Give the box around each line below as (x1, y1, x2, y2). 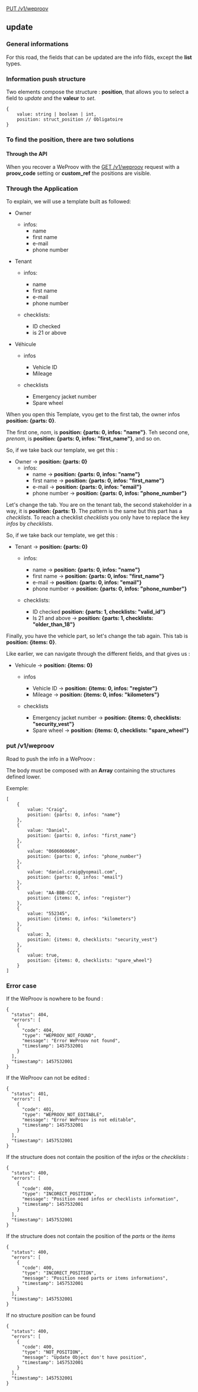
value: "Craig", (27, 806, 68, 812)
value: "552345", (27, 910, 70, 916)
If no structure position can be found (6, 1312, 96, 1319)
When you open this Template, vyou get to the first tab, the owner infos (6, 411, 180, 418)
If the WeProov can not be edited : (6, 1074, 90, 1081)
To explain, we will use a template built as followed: (6, 198, 132, 205)
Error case (6, 981, 37, 989)
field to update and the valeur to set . (6, 95, 96, 102)
